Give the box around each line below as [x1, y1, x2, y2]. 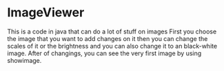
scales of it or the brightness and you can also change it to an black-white [7, 42, 218, 50]
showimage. [7, 56, 42, 64]
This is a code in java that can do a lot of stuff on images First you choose [7, 27, 217, 35]
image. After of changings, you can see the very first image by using [7, 49, 202, 57]
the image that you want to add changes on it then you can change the [7, 34, 208, 42]
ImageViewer [7, 5, 85, 20]
